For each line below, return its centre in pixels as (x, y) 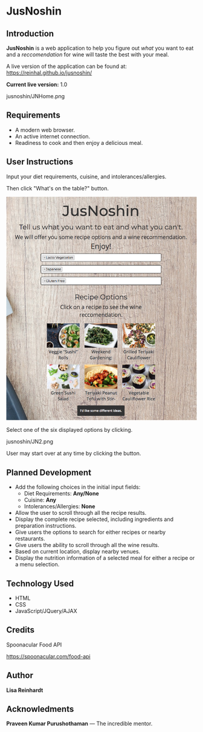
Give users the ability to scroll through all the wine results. (87, 545)
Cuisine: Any (40, 500)
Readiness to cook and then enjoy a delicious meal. (79, 143)
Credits (21, 630)
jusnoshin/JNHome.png (36, 96)
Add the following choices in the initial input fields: (78, 487)
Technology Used (40, 583)
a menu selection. (37, 565)
